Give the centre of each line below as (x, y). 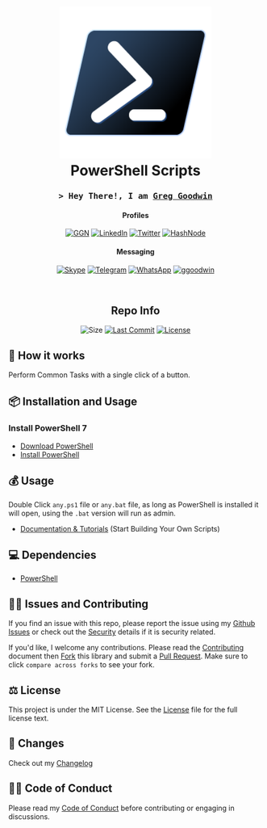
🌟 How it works (47, 355)
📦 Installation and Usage (73, 401)
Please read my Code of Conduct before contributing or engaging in (122, 808)
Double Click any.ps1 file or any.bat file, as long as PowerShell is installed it (133, 504)
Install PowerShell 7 (48, 428)
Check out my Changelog (51, 763)
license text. (29, 718)
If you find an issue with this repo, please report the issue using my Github (132, 624)
